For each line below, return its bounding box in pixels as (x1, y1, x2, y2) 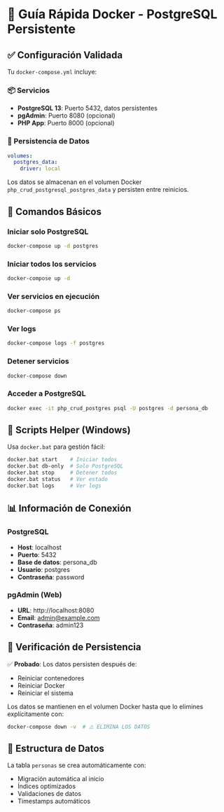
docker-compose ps (7, 307, 61, 314)
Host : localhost (17, 542, 62, 552)
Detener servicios (7, 356, 69, 366)
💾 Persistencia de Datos (7, 136, 90, 146)
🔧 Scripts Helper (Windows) (7, 424, 131, 436)
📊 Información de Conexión (7, 503, 132, 514)
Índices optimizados (17, 782, 76, 790)
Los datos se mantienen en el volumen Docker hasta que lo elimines (7, 702, 204, 710)
